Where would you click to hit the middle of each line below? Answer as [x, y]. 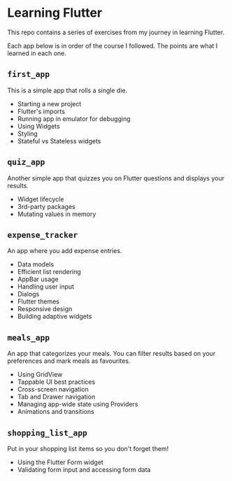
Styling [28, 134]
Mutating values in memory [57, 214]
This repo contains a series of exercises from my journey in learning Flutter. [116, 32]
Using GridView [40, 375]
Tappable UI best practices [56, 382]
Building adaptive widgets [55, 317]
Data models [36, 264]
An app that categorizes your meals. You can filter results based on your [111, 354]
